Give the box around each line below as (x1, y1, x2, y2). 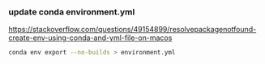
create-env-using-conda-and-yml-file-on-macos (8, 33, 173, 42)
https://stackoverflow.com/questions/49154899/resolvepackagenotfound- (8, 25, 257, 34)
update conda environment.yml (8, 6, 135, 18)
